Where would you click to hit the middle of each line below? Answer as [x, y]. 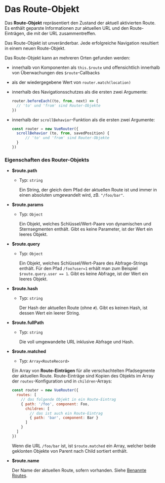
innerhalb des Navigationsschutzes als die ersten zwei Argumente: [80, 92]
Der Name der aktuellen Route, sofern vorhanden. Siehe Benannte [79, 470]
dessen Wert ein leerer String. [49, 313]
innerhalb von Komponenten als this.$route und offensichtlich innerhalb [86, 67]
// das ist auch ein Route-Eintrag [66, 413]
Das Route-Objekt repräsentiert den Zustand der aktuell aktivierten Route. [80, 23]
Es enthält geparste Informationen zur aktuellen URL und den [67, 28]
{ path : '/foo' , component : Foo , [55, 404]
